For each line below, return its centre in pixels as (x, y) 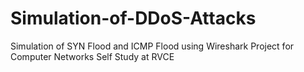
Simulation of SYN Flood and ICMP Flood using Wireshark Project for (152, 46)
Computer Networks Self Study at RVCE (92, 56)
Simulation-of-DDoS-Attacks (133, 18)
